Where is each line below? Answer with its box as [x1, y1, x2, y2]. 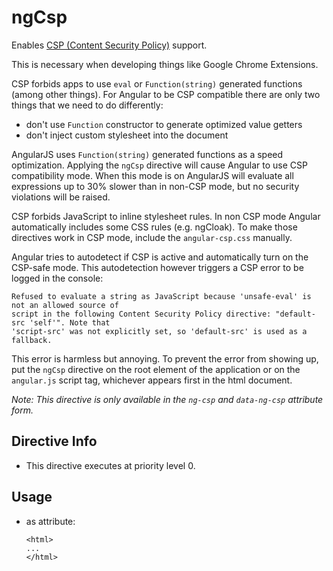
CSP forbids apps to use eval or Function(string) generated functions [11, 77, 303, 90]
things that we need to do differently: [11, 99, 164, 111]
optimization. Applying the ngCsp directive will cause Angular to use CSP [11, 159, 308, 171]
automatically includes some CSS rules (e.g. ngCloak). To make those [11, 221, 298, 233]
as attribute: [25, 515, 76, 527]
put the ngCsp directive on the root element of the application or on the [11, 363, 301, 375]
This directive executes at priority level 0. [25, 459, 196, 471]
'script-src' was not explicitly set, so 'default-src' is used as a [11, 326, 308, 336]
